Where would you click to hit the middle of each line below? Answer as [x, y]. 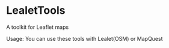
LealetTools [36, 10]
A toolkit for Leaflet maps [38, 27]
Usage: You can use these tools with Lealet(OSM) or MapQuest [84, 38]
